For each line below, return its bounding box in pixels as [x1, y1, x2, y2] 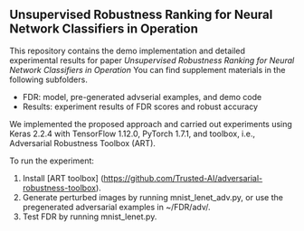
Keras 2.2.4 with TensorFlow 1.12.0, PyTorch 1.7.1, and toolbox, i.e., [9, 128, 256, 139]
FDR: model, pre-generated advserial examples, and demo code [22, 91, 262, 102]
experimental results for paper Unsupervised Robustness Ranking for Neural [9, 54, 295, 66]
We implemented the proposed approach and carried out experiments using [9, 118, 292, 129]
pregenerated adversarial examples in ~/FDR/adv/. [22, 201, 211, 212]
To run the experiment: [9, 155, 95, 166]
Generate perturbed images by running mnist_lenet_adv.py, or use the [22, 191, 283, 202]
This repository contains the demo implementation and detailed [9, 45, 246, 56]
